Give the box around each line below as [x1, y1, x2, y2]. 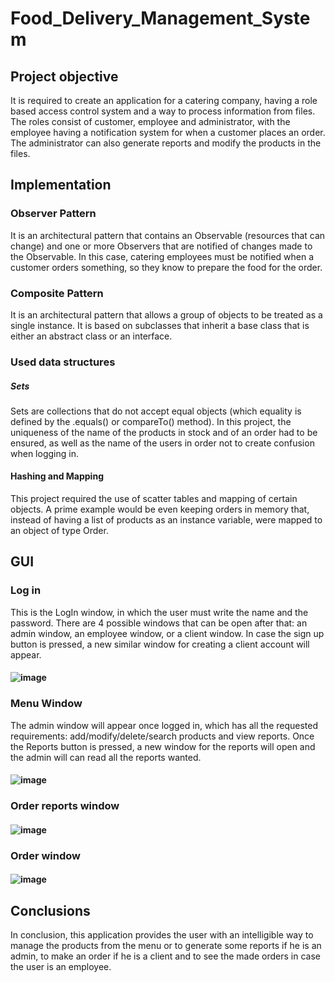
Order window [10, 848, 82, 862]
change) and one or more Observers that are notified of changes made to [10, 240, 313, 252]
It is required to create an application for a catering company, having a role [10, 95, 318, 106]
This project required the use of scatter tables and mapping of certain [10, 493, 298, 505]
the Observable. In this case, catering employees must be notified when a [10, 250, 315, 262]
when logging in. [10, 447, 79, 459]
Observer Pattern [10, 207, 97, 221]
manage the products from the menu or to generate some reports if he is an [10, 940, 322, 952]
